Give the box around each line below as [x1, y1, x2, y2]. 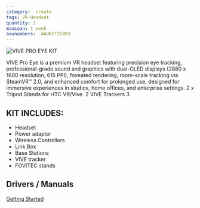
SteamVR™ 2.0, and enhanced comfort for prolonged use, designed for [6, 78, 180, 85]
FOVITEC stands [14, 162, 56, 169]
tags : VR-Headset [6, 14, 50, 20]
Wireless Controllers [14, 136, 65, 143]
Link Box [14, 143, 36, 150]
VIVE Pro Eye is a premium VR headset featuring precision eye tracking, [6, 59, 183, 66]
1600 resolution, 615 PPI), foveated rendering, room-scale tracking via [6, 72, 179, 79]
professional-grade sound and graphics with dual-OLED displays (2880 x [6, 65, 186, 72]
